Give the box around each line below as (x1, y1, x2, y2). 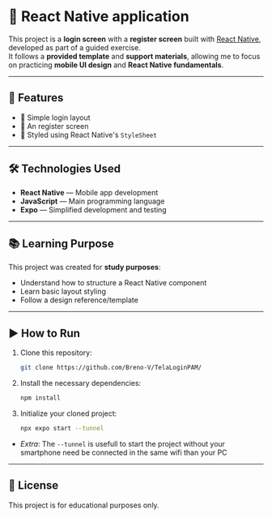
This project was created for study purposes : (8, 263, 161, 272)
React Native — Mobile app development (19, 187, 159, 197)
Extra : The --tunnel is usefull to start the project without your (19, 439, 225, 448)
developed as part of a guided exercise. (8, 42, 142, 52)
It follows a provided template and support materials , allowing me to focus (8, 51, 261, 61)
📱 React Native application (8, 7, 189, 26)
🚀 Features (8, 91, 64, 105)
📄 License (8, 478, 59, 493)
